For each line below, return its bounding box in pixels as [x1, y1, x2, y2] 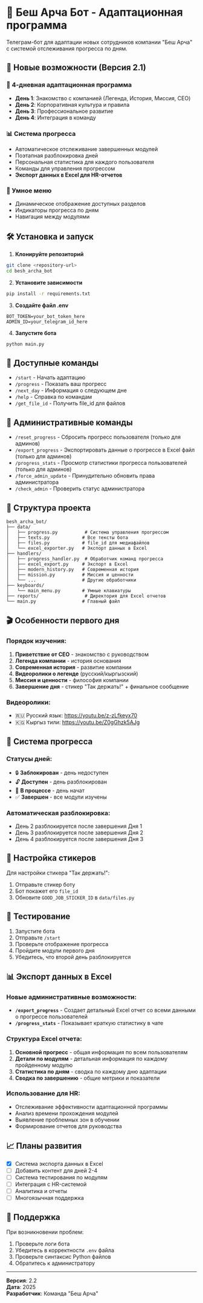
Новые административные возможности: [6, 992, 137, 1001]
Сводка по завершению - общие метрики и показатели [14, 1074, 160, 1081]
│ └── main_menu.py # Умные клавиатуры [6, 587, 131, 594]
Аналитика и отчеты [14, 1187, 68, 1194]
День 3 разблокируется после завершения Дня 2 [14, 828, 144, 836]
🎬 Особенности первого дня [6, 615, 120, 626]
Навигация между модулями [14, 213, 90, 220]
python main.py [6, 341, 45, 347]
